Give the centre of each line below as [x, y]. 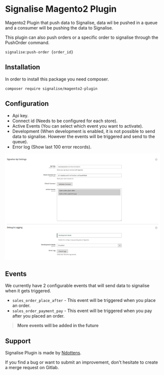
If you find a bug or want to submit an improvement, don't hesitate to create [82, 362]
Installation [23, 67]
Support [18, 341]
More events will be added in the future [58, 325]
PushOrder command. [27, 42]
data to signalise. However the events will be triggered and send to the [83, 136]
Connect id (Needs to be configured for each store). [65, 121]
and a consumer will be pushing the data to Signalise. [59, 27]
